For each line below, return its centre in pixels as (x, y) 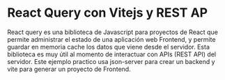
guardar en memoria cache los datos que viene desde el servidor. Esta (109, 47)
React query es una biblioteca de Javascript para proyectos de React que (113, 32)
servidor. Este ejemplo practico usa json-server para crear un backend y (111, 61)
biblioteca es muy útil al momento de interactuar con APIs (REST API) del (112, 54)
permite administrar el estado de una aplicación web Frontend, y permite (111, 39)
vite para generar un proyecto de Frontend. (69, 69)
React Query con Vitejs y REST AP (107, 13)
